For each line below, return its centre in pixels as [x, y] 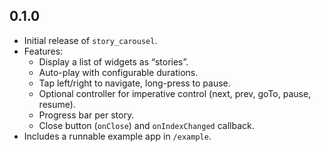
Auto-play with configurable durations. [118, 72]
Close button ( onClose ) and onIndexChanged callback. [146, 125]
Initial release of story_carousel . [90, 40]
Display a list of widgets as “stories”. [113, 61]
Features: [43, 51]
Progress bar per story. [86, 115]
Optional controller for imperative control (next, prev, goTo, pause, [175, 93]
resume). [57, 104]
